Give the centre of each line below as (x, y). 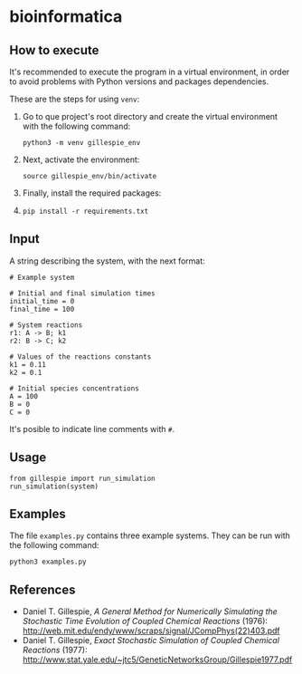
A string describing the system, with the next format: (107, 261)
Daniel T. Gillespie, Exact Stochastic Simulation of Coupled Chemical (151, 640)
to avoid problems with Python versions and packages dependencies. (139, 82)
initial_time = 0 (42, 301)
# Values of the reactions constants (80, 356)
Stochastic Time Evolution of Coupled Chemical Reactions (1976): (145, 621)
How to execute (54, 50)
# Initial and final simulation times (82, 293)
